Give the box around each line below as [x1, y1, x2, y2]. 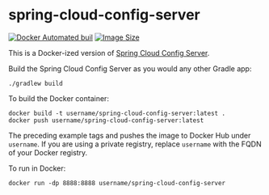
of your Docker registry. [8, 147, 88, 157]
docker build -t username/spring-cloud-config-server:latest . [8, 109, 226, 117]
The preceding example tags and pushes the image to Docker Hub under [8, 130, 251, 140]
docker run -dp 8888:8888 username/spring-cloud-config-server [8, 179, 226, 187]
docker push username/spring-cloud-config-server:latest [8, 116, 204, 125]
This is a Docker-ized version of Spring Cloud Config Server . [8, 48, 210, 57]
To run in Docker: [8, 163, 66, 173]
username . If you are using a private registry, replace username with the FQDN [8, 139, 262, 149]
